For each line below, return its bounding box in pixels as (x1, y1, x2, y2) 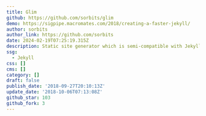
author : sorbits (6, 26, 48, 33)
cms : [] (6, 66, 26, 72)
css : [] (6, 60, 26, 66)
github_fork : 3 (6, 100, 45, 106)
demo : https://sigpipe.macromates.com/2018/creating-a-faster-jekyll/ (6, 20, 191, 26)
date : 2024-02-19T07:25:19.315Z (6, 37, 89, 44)
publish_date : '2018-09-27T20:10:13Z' (6, 83, 105, 90)
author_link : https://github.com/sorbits (6, 32, 114, 38)
